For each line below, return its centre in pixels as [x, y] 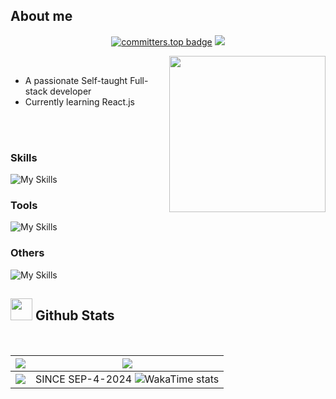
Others [27, 253]
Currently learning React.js [79, 101]
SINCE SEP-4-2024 [84, 379]
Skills [24, 157]
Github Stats [74, 315]
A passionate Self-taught [76, 80]
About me [41, 16]
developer [70, 91]
